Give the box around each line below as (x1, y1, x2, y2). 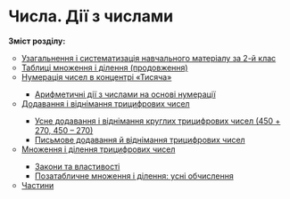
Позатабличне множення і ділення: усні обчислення (34, 171, 234, 181)
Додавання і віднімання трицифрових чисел (21, 98, 190, 108)
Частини (21, 179, 54, 190)
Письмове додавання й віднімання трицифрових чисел (34, 134, 246, 145)
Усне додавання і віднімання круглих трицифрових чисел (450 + (34, 115, 281, 126)
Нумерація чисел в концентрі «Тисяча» (21, 71, 172, 82)
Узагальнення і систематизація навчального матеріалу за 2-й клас (21, 52, 277, 63)
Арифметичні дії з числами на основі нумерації (34, 89, 216, 99)
